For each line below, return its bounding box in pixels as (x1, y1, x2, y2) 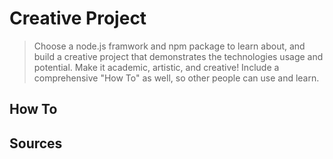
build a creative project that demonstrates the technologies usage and (33, 50, 324, 62)
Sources (9, 135, 63, 152)
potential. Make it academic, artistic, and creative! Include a (33, 61, 280, 73)
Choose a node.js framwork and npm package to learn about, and (33, 40, 306, 52)
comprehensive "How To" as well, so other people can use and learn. (33, 72, 320, 84)
